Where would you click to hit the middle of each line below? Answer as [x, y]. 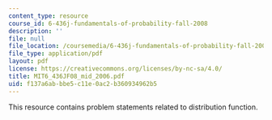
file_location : [34, 46]
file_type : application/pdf [56, 54]
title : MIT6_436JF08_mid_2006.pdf [67, 76]
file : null [27, 39]
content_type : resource [49, 16]
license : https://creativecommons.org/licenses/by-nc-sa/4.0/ [115, 69]
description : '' [36, 31]
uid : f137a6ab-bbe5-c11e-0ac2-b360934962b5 [83, 84]
